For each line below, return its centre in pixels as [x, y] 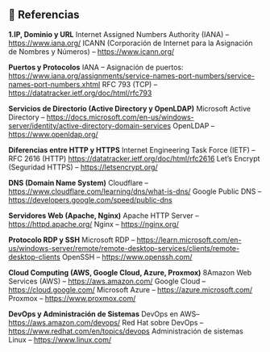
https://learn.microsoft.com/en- [189, 240]
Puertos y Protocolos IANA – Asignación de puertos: [96, 67]
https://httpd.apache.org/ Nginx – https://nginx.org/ [94, 224]
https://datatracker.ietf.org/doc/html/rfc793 [80, 93]
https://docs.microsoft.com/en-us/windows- [120, 117]
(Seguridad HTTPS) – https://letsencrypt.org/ [83, 167]
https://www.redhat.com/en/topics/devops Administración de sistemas [126, 331]
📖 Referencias [44, 15]
